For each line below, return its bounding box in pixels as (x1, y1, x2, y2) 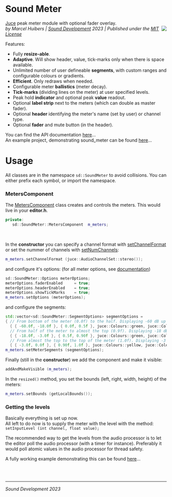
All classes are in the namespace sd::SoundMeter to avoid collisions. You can (5, 172, 167, 178)
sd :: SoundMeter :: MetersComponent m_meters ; (12, 222, 109, 227)
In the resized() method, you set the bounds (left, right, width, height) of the (5, 376, 167, 382)
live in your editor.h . (5, 207, 48, 213)
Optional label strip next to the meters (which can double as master (12, 100, 156, 106)
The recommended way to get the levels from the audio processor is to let (5, 435, 162, 441)
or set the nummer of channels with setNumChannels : (5, 247, 119, 253)
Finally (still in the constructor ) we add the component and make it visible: (5, 357, 163, 363)
